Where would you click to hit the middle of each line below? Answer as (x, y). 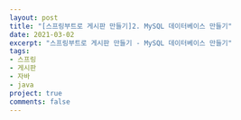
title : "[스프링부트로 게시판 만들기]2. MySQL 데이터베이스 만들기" (121, 26)
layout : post (34, 18)
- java (22, 85)
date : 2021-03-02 (42, 34)
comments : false (40, 102)
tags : (19, 51)
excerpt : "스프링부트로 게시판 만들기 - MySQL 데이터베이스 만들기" (121, 43)
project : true (36, 93)
